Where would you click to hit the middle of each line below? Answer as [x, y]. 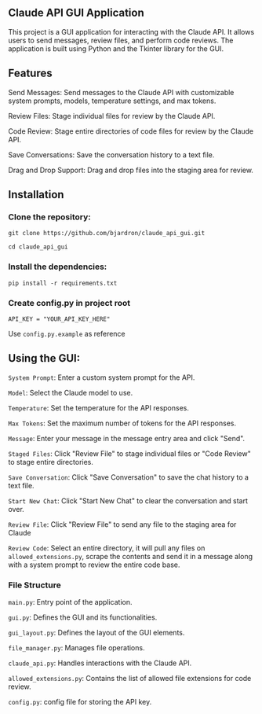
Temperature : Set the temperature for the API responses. [99, 407]
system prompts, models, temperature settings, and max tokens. [112, 101]
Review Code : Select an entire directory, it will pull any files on [107, 548]
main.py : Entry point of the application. [70, 602]
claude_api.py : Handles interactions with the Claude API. [100, 663]
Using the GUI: [44, 358]
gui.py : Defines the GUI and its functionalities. [83, 617]
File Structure [35, 585]
